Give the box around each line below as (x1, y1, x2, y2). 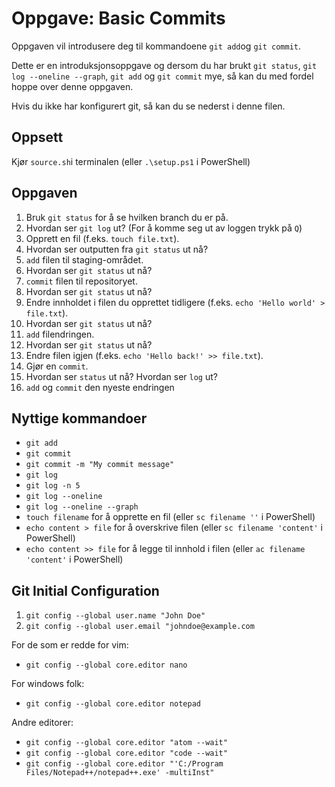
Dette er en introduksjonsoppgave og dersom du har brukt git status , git (11, 59, 318, 71)
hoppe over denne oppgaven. (11, 80, 134, 92)
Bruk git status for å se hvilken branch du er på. (25, 211, 229, 223)
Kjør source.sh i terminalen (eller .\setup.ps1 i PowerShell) (11, 155, 251, 167)
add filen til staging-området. (25, 253, 144, 266)
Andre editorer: (11, 717, 74, 729)
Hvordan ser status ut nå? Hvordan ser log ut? (25, 370, 218, 382)
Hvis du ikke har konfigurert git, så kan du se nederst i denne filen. (11, 100, 286, 112)
